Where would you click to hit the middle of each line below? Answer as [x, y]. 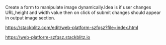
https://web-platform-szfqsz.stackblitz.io [48, 37]
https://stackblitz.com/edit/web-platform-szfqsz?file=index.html [72, 27]
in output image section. [30, 18]
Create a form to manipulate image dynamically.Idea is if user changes [78, 7]
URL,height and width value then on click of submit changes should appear [83, 12]
